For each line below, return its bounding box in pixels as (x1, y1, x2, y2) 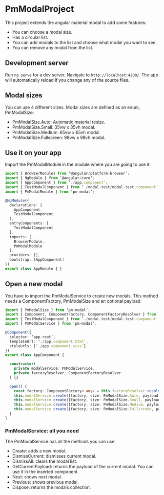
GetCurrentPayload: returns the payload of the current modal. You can (12, 464, 154, 470)
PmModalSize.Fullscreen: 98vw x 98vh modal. (12, 135, 106, 140)
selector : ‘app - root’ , (9, 334, 56, 339)
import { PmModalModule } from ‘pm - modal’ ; (5, 189, 95, 194)
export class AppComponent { (5, 353, 64, 358)
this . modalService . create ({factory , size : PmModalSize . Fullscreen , (14, 407, 154, 412)
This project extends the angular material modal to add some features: (5, 20, 146, 25)
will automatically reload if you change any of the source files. (5, 77, 130, 83)
